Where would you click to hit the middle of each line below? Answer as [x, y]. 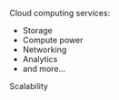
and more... [44, 68]
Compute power [53, 40]
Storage [37, 30]
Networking [45, 50]
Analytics [40, 59]
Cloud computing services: [60, 13]
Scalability [29, 86]
